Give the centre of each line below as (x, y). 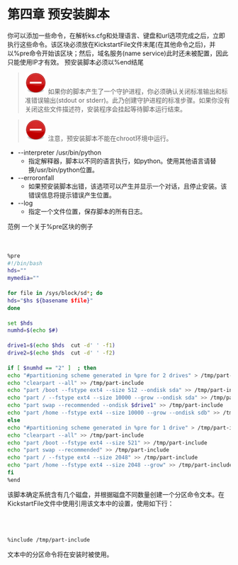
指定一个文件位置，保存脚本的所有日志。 (87, 211)
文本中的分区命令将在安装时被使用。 (60, 554)
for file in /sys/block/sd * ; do (55, 293)
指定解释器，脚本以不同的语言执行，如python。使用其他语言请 (119, 161)
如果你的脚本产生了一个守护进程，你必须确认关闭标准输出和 (135, 91)
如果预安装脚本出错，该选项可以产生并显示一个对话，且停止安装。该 (127, 186)
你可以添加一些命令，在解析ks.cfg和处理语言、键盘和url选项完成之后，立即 (116, 35)
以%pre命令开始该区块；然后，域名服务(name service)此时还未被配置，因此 (118, 53)
